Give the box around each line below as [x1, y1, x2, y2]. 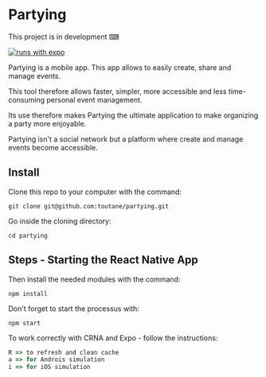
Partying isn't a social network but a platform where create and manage [8, 134, 244, 144]
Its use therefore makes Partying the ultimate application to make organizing [8, 110, 259, 120]
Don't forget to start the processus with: [8, 304, 139, 313]
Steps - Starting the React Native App [8, 253, 199, 267]
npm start [8, 319, 41, 327]
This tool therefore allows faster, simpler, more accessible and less [8, 86, 227, 96]
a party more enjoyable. [8, 119, 87, 128]
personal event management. [46, 95, 143, 104]
